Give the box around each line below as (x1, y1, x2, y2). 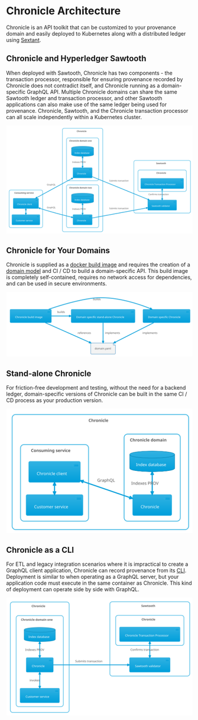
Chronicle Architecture (6, 4, 121, 18)
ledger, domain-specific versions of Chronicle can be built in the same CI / (6, 390, 187, 397)
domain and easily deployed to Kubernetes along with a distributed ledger (6, 30, 186, 37)
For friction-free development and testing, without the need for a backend (6, 384, 186, 391)
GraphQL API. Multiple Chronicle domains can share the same (27, 88, 177, 95)
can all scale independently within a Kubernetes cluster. (6, 113, 142, 120)
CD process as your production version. (6, 396, 103, 404)
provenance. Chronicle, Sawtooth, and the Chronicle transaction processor (6, 107, 189, 114)
